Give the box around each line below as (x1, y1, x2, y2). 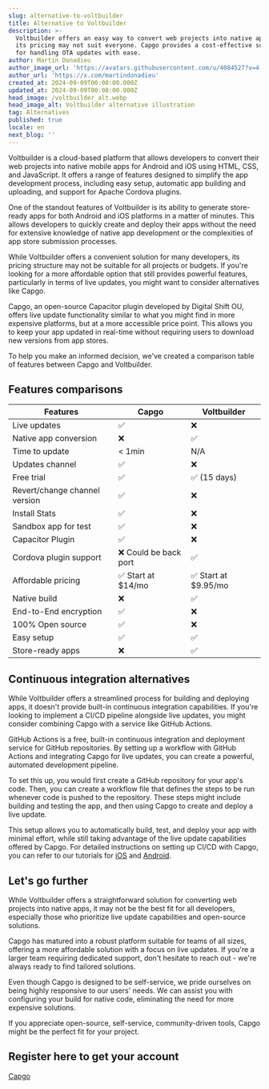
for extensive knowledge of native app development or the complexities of (8, 227, 254, 237)
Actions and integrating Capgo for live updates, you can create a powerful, (8, 752, 255, 761)
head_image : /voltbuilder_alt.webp (8, 94, 127, 102)
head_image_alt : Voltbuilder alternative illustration (8, 101, 195, 109)
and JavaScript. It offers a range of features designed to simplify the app (8, 170, 248, 179)
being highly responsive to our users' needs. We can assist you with (8, 986, 234, 995)
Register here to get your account (8, 1050, 179, 1063)
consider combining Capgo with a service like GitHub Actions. (8, 719, 213, 729)
